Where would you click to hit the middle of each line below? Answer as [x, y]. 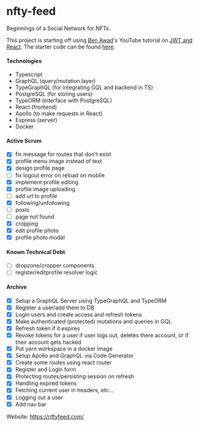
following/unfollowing [42, 203]
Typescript [29, 74]
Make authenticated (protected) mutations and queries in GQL [93, 321]
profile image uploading [45, 189]
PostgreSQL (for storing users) [54, 94]
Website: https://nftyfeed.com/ [45, 416]
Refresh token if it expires [47, 328]
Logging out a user [39, 397]
